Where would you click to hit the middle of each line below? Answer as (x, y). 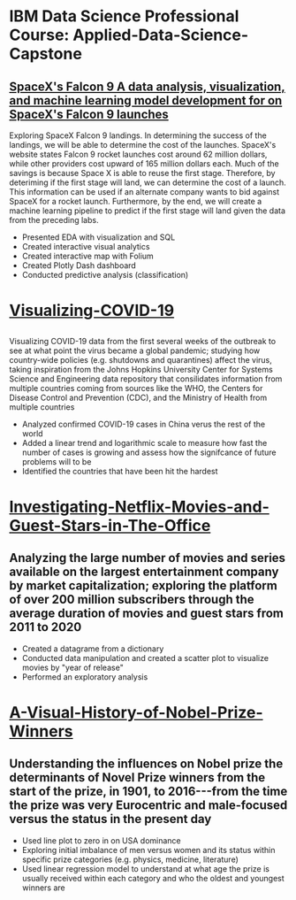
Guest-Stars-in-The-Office (110, 525)
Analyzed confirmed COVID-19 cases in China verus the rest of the (144, 424)
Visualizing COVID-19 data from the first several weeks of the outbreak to (143, 341)
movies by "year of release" (72, 667)
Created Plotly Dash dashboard (79, 265)
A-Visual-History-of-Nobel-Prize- (136, 712)
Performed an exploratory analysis (85, 677)
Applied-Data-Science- (161, 35)
